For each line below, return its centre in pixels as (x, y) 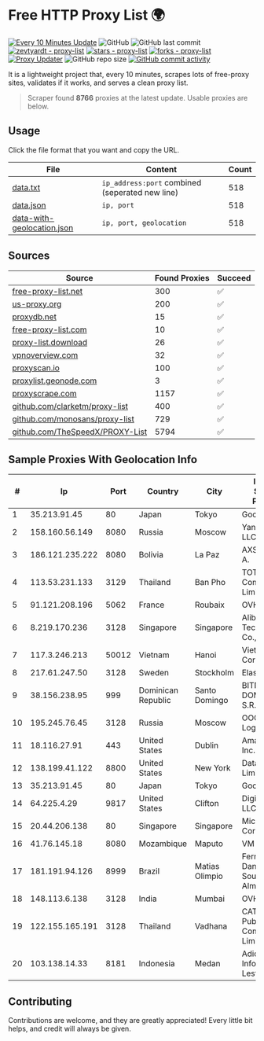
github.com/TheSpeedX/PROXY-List (80, 432)
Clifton (207, 804)
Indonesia (157, 964)
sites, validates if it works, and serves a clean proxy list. (98, 83)
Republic (155, 701)
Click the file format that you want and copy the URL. (93, 149)
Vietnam (154, 655)
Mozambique (163, 844)
